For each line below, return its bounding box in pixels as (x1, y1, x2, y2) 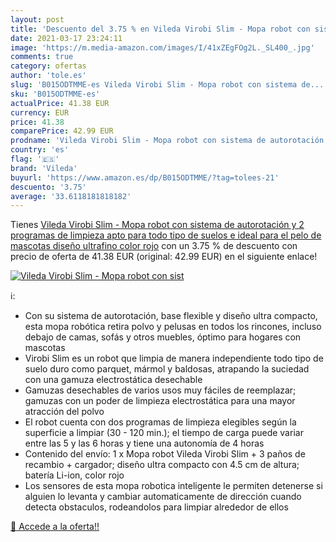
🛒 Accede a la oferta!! (10, 521, 100, 533)
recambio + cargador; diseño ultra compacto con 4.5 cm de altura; (24, 459, 300, 471)
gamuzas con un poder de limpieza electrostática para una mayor (24, 395, 296, 407)
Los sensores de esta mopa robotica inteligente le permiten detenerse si (24, 480, 323, 492)
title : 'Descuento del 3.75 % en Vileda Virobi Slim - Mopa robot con (10, 24, 311, 34)
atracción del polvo (24, 406, 105, 418)
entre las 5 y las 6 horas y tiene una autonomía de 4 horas (24, 437, 265, 450)
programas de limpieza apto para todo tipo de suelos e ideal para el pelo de (10, 229, 322, 241)
